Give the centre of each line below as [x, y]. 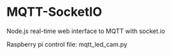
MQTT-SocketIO [54, 12]
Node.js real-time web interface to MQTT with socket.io [86, 31]
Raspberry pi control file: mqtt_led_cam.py [67, 44]
